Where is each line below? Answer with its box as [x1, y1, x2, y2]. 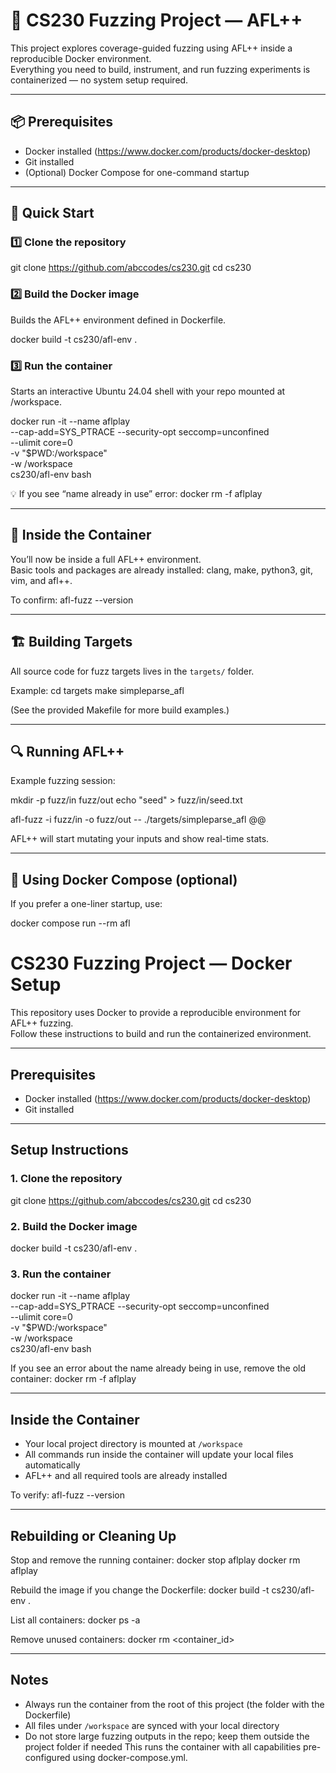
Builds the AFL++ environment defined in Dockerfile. [10, 314, 227, 326]
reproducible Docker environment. [10, 52, 152, 64]
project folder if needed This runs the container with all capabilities [24, 1740, 302, 1753]
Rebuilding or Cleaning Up [10, 1527, 177, 1544]
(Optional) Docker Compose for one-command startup [24, 166, 250, 178]
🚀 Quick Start [10, 205, 95, 222]
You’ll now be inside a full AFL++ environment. [10, 553, 202, 565]
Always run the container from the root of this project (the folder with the [24, 1698, 325, 1710]
